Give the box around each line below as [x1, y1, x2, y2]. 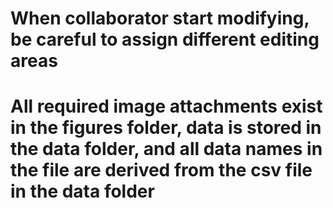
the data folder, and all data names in [10, 138, 323, 161]
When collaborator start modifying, [10, 7, 310, 30]
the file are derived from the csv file [10, 159, 313, 182]
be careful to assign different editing [10, 28, 320, 51]
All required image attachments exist [10, 95, 323, 118]
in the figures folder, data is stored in [10, 117, 322, 139]
